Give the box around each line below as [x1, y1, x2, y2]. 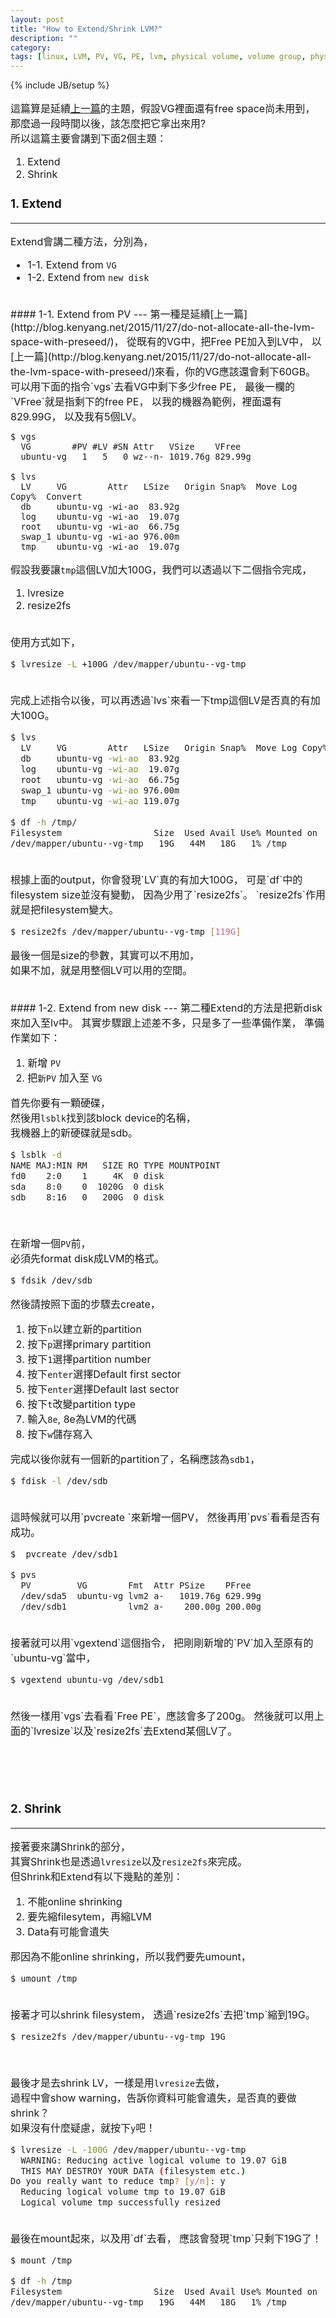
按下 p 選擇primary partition [27, 1337, 152, 1351]
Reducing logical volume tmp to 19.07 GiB [20, 2186, 226, 2198]
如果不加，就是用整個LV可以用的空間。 [10, 963, 193, 977]
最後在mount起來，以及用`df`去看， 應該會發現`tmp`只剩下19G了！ [10, 2232, 323, 2246]
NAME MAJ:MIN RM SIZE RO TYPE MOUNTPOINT [10, 1159, 221, 1171]
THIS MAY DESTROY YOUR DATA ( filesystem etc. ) [20, 2165, 247, 2176]
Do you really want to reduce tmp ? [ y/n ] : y [10, 2176, 226, 2187]
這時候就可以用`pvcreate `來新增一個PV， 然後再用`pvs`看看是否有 [10, 1510, 321, 1524]
